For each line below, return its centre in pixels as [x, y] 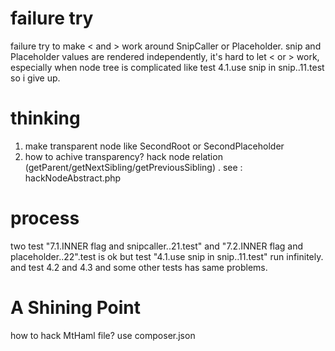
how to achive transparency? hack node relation [123, 156]
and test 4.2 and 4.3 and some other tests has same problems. [139, 267]
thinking [45, 118]
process [45, 218]
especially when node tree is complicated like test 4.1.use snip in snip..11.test [167, 67]
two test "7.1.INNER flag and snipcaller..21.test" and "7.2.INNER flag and [157, 246]
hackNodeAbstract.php [73, 178]
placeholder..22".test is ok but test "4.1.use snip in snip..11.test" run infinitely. [167, 256]
